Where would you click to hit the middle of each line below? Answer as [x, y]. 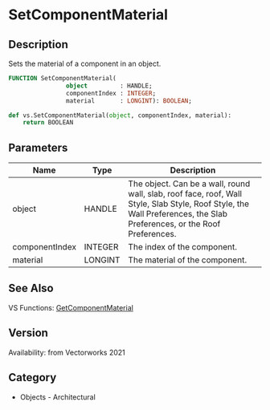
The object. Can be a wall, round [189, 184]
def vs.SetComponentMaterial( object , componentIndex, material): [120, 115]
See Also [31, 288]
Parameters [38, 147]
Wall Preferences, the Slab [178, 214]
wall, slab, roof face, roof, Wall [185, 194]
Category [33, 378]
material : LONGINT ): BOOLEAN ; [129, 101]
